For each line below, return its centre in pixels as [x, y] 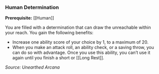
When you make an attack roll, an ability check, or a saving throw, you [83, 48]
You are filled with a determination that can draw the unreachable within [78, 27]
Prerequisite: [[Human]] [30, 18]
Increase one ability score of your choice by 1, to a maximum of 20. [80, 42]
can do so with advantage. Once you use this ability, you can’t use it [81, 52]
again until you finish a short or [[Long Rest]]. [58, 58]
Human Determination [32, 7]
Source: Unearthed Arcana [32, 67]
